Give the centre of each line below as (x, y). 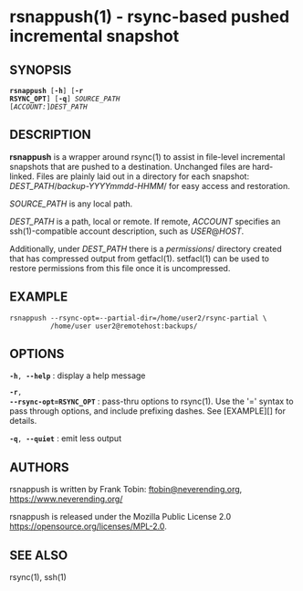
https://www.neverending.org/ (66, 499)
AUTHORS (40, 467)
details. (23, 421)
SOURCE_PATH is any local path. (71, 204)
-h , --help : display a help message (78, 375)
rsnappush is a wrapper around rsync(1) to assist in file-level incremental (147, 156)
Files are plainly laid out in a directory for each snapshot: (142, 176)
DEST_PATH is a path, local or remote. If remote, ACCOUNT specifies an (145, 221)
